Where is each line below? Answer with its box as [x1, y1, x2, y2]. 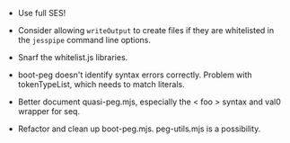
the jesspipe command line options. [17, 35, 151, 45]
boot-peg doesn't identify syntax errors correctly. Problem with [17, 69, 253, 80]
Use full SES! [17, 8, 66, 18]
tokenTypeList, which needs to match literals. [17, 79, 186, 89]
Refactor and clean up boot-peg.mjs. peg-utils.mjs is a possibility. [17, 123, 261, 134]
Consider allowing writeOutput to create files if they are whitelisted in [17, 25, 275, 35]
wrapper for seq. [17, 106, 81, 116]
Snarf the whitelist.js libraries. [17, 52, 128, 62]
